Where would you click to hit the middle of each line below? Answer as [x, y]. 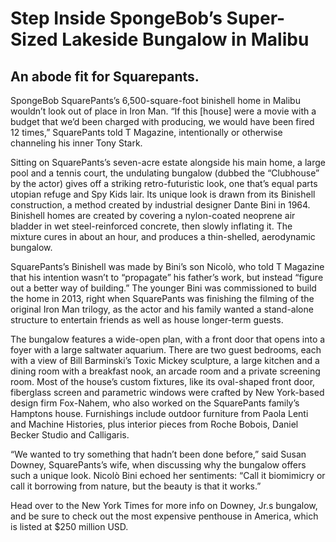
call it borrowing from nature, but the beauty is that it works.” [136, 486]
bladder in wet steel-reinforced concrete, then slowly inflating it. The [151, 226]
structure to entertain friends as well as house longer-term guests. [147, 320]
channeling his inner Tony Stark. [76, 143]
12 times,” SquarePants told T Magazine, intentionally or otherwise [146, 132]
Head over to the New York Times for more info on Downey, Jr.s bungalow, [164, 505]
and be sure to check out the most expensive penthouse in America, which [164, 516]
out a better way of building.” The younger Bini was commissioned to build [163, 288]
